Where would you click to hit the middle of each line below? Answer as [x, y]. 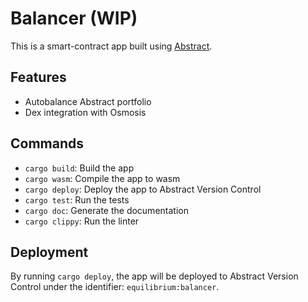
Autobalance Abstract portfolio [88, 101]
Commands [47, 143]
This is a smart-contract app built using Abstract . [111, 46]
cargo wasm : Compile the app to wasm [102, 178]
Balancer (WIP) [74, 18]
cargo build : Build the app [79, 168]
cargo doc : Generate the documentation [106, 210]
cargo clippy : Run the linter [82, 221]
